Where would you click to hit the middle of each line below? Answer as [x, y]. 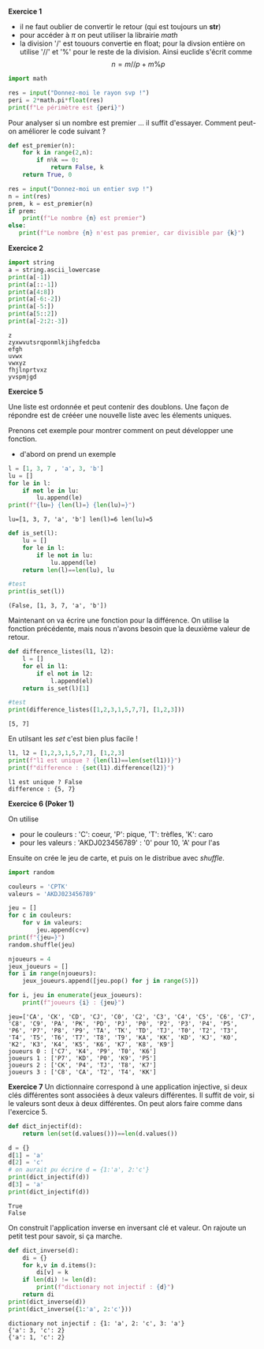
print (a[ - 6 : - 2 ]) [35, 299]
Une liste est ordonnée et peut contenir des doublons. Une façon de [119, 406]
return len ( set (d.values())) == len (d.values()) [100, 1134]
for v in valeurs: [52, 923]
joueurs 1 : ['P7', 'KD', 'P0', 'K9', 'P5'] [82, 1058]
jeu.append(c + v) [63, 930]
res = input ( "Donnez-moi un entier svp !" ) [81, 189]
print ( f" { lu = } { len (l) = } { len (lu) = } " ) [72, 505]
